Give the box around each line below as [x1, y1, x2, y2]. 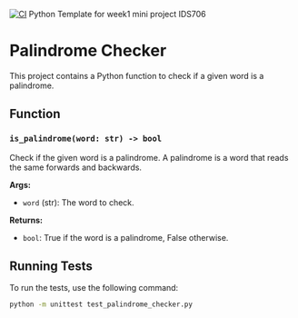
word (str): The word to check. [22, 196, 134, 208]
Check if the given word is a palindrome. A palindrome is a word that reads [9, 152, 289, 163]
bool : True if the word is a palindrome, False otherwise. [22, 232, 229, 243]
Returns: [9, 214, 44, 225]
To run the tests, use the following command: [9, 283, 179, 293]
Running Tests [9, 259, 93, 274]
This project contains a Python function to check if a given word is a [9, 70, 264, 81]
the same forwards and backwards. [9, 162, 143, 173]
